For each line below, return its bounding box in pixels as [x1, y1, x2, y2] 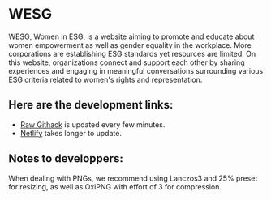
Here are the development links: [8, 98, 174, 112]
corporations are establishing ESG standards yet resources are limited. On [8, 49, 256, 58]
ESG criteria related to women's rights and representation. [8, 74, 203, 84]
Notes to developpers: [8, 151, 123, 166]
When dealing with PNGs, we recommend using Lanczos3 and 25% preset [8, 173, 258, 183]
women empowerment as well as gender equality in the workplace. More [8, 40, 252, 49]
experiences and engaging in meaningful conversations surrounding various [8, 66, 264, 75]
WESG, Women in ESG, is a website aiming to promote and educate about [8, 32, 255, 41]
